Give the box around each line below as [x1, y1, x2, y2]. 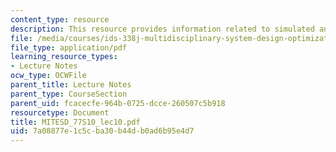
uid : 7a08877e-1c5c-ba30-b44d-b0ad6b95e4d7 [10, 126, 195, 136]
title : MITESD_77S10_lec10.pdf [10, 117, 141, 127]
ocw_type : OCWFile [10, 71, 87, 81]
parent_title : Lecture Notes [10, 80, 132, 90]
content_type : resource [10, 14, 110, 25]
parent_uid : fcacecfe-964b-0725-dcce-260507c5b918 [10, 98, 226, 108]
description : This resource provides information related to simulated [10, 24, 315, 34]
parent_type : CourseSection [10, 89, 128, 99]
